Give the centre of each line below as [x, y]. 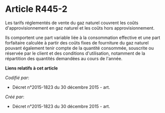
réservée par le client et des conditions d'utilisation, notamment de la [75, 53]
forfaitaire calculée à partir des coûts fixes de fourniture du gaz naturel [77, 42]
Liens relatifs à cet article [32, 68]
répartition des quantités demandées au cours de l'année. [64, 58]
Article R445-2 [36, 9]
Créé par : [15, 97]
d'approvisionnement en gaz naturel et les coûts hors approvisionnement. [80, 28]
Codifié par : [17, 77]
